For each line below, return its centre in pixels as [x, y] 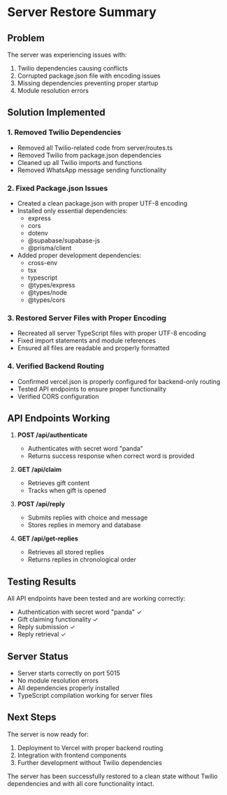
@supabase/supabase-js [64, 240]
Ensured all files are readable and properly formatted [93, 348]
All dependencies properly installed [68, 688]
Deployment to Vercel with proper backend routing [90, 747]
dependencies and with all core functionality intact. [81, 783]
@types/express [51, 285]
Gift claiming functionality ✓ [58, 619]
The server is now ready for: [48, 734]
